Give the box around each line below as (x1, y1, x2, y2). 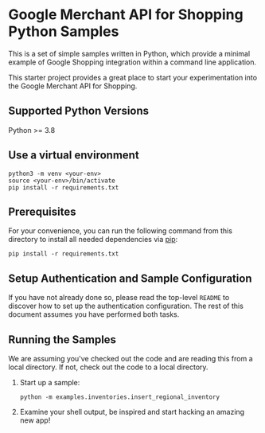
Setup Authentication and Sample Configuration (8, 271, 252, 285)
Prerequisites (8, 205, 76, 218)
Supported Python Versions (8, 104, 150, 118)
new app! (19, 415, 51, 425)
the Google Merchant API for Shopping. (8, 81, 138, 91)
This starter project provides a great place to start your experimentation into (8, 72, 257, 82)
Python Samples (8, 22, 119, 41)
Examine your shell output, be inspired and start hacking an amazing (19, 408, 245, 416)
